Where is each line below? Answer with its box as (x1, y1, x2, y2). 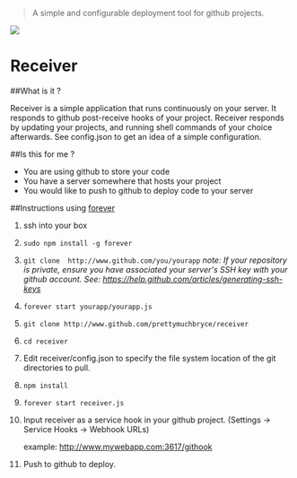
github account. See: (22, 274, 101, 284)
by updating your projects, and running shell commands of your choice (10, 121, 273, 133)
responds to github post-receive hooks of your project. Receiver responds (10, 112, 285, 123)
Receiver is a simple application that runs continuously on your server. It (10, 102, 277, 113)
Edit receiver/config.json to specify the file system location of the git (22, 352, 276, 363)
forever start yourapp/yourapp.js (22, 302, 153, 311)
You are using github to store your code (22, 166, 170, 177)
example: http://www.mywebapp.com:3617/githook (22, 441, 214, 452)
